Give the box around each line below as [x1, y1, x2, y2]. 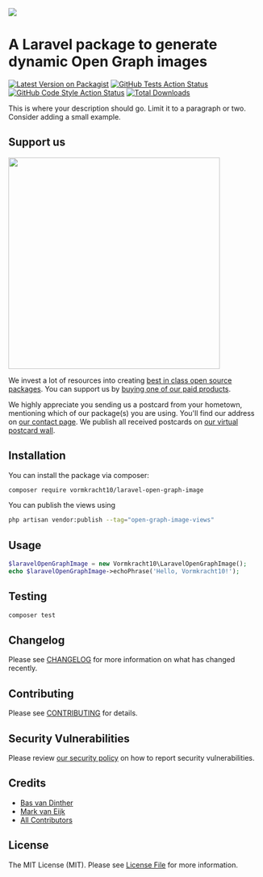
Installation [8, 449, 66, 463]
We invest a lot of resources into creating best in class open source [8, 376, 232, 385]
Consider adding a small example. [8, 111, 121, 121]
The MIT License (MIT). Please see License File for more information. [8, 860, 238, 870]
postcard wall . [8, 425, 56, 435]
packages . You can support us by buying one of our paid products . [8, 384, 232, 393]
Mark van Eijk [19, 806, 66, 816]
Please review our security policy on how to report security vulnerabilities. [8, 753, 255, 762]
